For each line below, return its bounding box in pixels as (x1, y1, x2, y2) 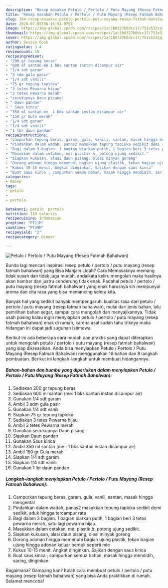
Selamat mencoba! (5, 578, 44, 584)
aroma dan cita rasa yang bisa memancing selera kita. (5, 289, 117, 294)
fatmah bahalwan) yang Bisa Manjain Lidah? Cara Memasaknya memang (5, 268, 155, 274)
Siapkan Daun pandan (12, 433, 59, 439)
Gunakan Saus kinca (12, 438, 55, 444)
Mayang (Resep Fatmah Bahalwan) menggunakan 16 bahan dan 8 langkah (5, 350, 158, 356)
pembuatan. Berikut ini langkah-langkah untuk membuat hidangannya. (5, 355, 150, 362)
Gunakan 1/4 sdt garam (12, 395, 61, 402)
